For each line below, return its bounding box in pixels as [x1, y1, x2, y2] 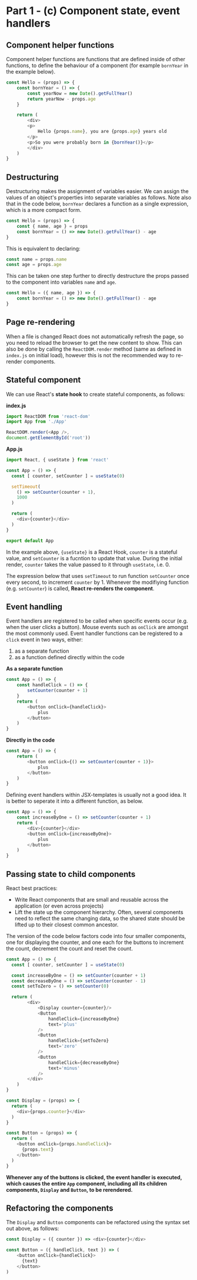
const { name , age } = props [16, 223, 88, 229]
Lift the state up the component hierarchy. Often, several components [14, 908, 183, 916]
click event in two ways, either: [6, 636, 84, 643]
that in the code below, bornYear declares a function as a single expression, [6, 200, 189, 207]
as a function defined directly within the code [14, 654, 125, 661]
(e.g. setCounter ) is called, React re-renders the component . [6, 584, 155, 592]
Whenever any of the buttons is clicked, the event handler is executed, [6, 1173, 182, 1181]
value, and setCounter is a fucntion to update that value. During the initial [6, 554, 182, 561]
